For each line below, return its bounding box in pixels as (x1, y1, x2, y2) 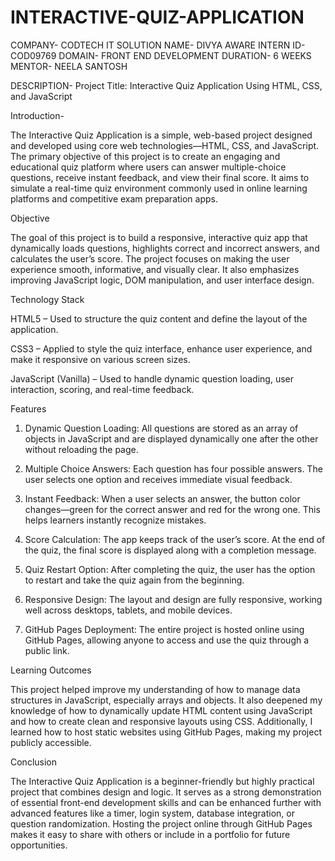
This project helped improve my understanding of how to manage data (10, 683, 301, 695)
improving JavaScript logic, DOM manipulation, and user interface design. (10, 274, 315, 286)
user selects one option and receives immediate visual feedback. (24, 473, 293, 485)
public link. (24, 644, 70, 656)
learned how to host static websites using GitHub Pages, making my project (10, 726, 322, 738)
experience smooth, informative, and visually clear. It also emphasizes (10, 263, 300, 275)
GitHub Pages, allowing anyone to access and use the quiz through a (24, 634, 310, 646)
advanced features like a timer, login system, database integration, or (10, 807, 295, 819)
